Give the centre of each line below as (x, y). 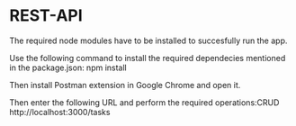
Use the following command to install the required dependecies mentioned (148, 58)
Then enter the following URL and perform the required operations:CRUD (144, 102)
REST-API (46, 16)
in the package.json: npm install (68, 67)
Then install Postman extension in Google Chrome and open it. (125, 85)
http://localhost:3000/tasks (60, 112)
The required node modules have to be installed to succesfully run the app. (148, 40)
